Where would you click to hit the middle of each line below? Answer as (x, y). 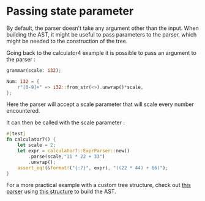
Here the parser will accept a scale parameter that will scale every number (100, 104)
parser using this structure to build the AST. (61, 192)
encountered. (23, 111)
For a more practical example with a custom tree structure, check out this (99, 185)
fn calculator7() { (31, 139)
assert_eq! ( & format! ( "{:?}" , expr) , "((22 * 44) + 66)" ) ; (93, 168)
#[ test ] (16, 134)
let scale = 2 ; (37, 145)
